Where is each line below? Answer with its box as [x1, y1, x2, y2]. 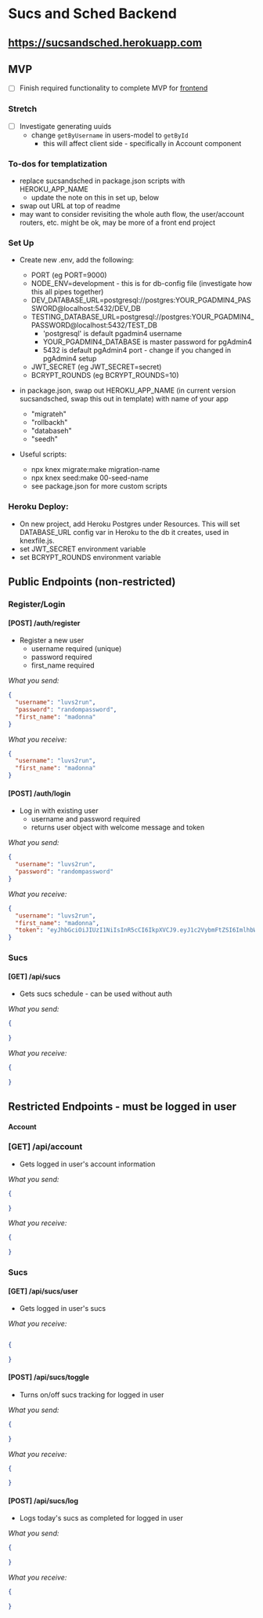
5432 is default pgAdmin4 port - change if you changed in [42, 346, 232, 355]
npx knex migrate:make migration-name [31, 465, 160, 474]
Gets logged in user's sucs [19, 1304, 106, 1313]
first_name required [31, 661, 95, 670]
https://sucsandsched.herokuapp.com [8, 36, 202, 49]
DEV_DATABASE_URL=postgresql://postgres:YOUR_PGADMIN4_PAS [31, 295, 252, 305]
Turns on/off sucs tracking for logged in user [19, 1390, 164, 1400]
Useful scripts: [19, 449, 67, 459]
